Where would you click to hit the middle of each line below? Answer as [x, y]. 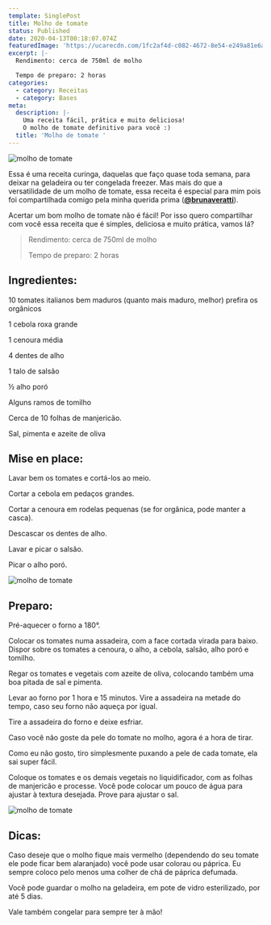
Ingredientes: [43, 280]
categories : [28, 83]
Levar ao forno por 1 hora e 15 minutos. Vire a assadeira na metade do [125, 698]
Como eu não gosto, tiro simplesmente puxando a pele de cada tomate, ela [133, 753]
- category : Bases [47, 98]
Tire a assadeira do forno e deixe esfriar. [76, 722]
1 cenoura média [36, 340]
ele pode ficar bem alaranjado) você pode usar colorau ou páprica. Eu [125, 863]
